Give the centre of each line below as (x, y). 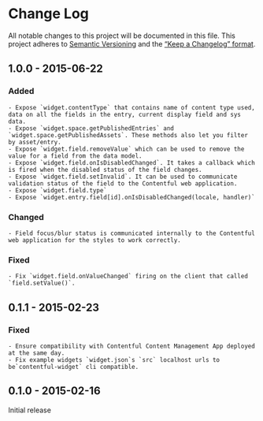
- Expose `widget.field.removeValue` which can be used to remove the (126, 149)
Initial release (30, 410)
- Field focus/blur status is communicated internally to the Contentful (132, 233)
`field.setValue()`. (42, 283)
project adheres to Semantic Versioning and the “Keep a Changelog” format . (132, 43)
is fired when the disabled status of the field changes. (105, 170)
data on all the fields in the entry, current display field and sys (125, 114)
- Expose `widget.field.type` (58, 190)
